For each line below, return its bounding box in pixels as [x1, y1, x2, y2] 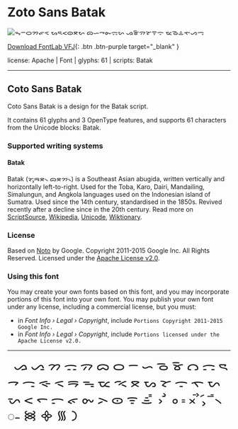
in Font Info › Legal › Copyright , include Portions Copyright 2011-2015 [17, 316, 223, 325]
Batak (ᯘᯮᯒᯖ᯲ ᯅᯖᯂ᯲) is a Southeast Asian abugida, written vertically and [7, 174, 225, 183]
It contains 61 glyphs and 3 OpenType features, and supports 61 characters [7, 115, 227, 124]
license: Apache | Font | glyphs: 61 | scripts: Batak [7, 56, 154, 64]
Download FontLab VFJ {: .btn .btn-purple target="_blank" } [7, 42, 179, 50]
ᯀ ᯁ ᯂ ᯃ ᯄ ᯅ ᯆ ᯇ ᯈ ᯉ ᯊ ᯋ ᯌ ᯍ [13, 359, 229, 374]
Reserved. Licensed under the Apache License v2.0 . [7, 254, 161, 263]
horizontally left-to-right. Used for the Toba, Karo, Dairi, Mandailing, [7, 182, 205, 191]
